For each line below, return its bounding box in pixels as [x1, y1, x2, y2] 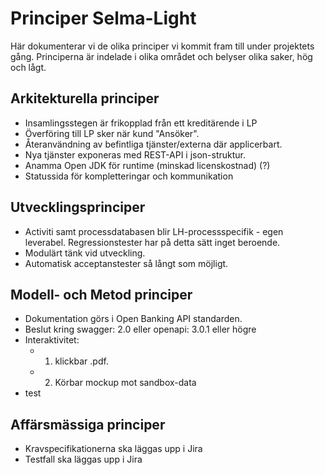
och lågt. [10, 61, 47, 73]
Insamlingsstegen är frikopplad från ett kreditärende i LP [24, 117, 258, 129]
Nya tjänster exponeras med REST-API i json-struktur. [24, 148, 247, 161]
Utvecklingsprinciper [10, 199, 146, 216]
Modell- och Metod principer [10, 286, 193, 303]
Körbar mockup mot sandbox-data [54, 377, 197, 389]
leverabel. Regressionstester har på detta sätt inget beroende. [24, 236, 281, 248]
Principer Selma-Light [10, 7, 197, 30]
